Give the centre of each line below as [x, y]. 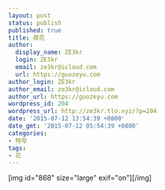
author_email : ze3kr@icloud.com [61, 89]
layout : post [30, 15]
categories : [28, 133]
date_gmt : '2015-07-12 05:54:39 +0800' [74, 126]
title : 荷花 [26, 38]
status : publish [35, 23]
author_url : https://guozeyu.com [63, 97]
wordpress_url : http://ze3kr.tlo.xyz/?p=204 [82, 112]
